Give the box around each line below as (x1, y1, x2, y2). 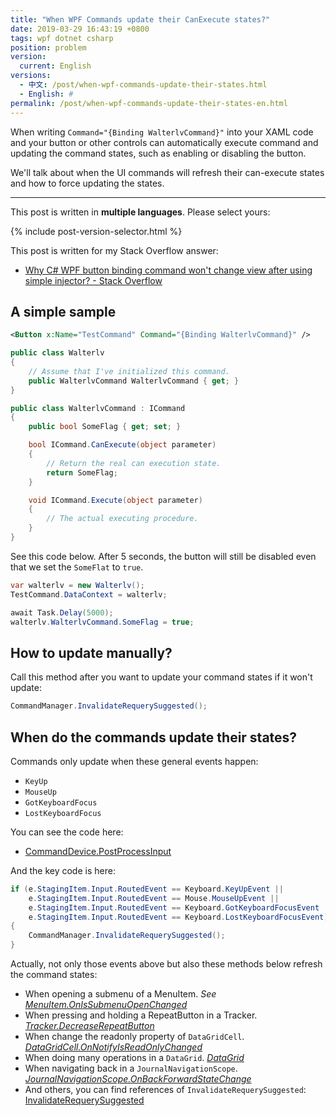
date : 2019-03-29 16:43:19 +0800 (10, 24, 150, 34)
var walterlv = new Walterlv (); (10, 580, 145, 590)
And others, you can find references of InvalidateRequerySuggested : (24, 1084, 307, 1096)
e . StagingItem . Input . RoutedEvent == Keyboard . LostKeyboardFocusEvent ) (28, 912, 329, 922)
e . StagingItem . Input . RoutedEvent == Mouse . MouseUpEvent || (28, 893, 280, 903)
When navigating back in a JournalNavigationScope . (24, 1062, 238, 1075)
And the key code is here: (10, 864, 116, 876)
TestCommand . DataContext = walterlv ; (10, 589, 168, 600)
